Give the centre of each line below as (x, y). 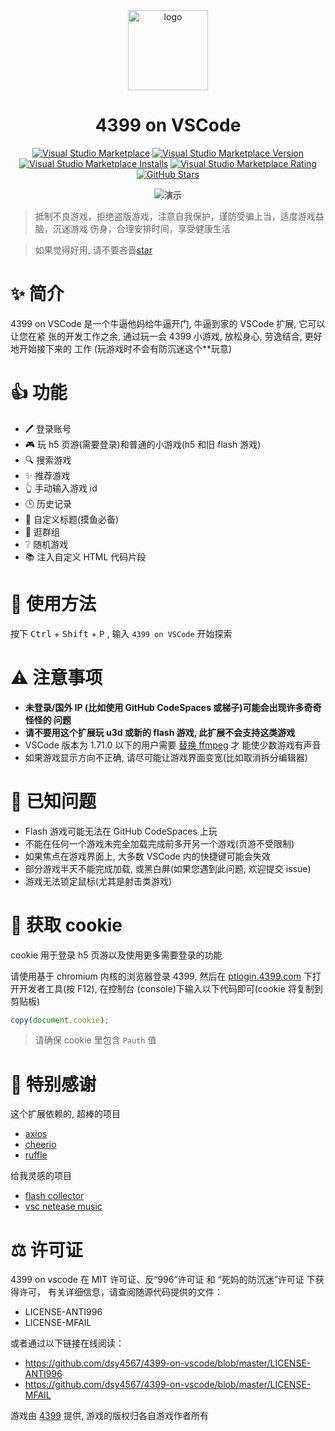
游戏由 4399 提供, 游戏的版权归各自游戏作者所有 (109, 1416)
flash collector (54, 1196)
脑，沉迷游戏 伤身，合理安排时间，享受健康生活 (132, 228)
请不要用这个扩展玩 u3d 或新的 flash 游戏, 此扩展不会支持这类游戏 (160, 732)
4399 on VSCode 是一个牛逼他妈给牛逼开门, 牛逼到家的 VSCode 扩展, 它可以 (168, 323)
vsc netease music (63, 1206)
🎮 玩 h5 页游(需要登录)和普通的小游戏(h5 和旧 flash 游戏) (143, 444)
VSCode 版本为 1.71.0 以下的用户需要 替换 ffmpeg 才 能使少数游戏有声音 (173, 745)
